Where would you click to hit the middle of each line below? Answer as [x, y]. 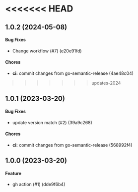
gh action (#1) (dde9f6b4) [39, 185]
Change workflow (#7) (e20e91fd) [47, 51]
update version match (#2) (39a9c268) [52, 122]
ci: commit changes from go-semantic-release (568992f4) [72, 145]
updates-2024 [106, 83]
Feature [13, 173]
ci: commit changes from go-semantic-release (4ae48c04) [73, 73]
